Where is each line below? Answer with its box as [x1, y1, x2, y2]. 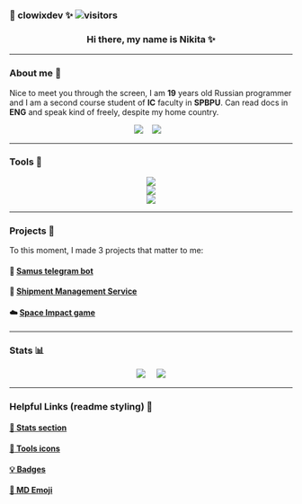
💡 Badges [9, 464, 47, 474]
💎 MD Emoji [9, 485, 53, 496]
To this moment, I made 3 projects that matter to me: [9, 245, 204, 256]
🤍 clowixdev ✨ [9, 9, 74, 22]
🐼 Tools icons [9, 443, 61, 454]
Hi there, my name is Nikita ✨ [86, 32, 216, 45]
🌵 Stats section [9, 422, 67, 433]
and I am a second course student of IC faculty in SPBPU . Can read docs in [9, 97, 289, 108]
